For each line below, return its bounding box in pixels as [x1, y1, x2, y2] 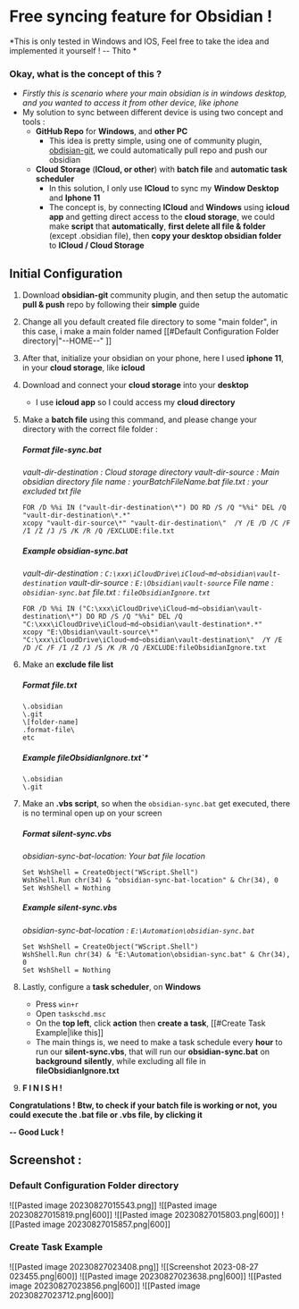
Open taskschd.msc [35, 1008, 107, 1018]
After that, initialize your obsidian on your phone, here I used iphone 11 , [21, 353, 284, 364]
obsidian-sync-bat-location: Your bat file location [21, 850, 205, 861]
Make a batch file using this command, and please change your [21, 414, 257, 426]
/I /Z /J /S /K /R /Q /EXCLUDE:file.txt [21, 527, 175, 536]
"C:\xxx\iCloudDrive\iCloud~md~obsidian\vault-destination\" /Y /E [21, 635, 283, 645]
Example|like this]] [35, 1026, 104, 1038]
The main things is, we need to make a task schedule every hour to [35, 1036, 283, 1047]
